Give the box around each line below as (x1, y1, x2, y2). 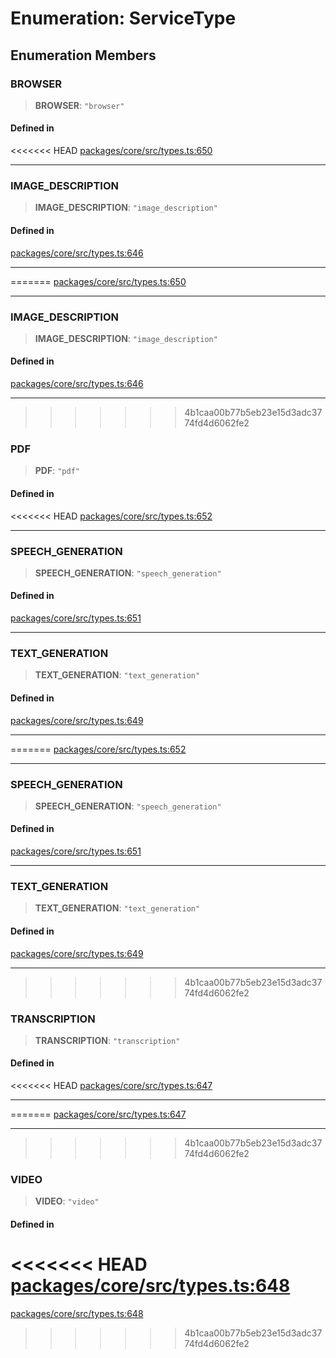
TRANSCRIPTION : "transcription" (34, 1034, 181, 1046)
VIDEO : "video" (34, 1195, 100, 1207)
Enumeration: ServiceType (10, 7, 237, 30)
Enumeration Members (10, 47, 157, 64)
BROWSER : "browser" (34, 99, 125, 111)
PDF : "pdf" (34, 465, 80, 477)
